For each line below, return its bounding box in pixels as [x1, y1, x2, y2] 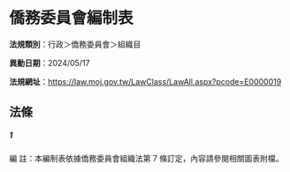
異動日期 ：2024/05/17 [9, 57, 90, 68]
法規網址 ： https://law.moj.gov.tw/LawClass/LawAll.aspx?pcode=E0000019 [9, 76, 282, 86]
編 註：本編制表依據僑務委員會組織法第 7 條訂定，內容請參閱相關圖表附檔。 [9, 153, 284, 164]
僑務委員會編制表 [9, 8, 134, 28]
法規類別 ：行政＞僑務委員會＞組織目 [9, 39, 141, 49]
